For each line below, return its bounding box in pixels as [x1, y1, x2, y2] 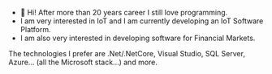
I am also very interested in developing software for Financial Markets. [19, 33, 256, 43]
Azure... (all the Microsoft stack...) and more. [8, 57, 158, 67]
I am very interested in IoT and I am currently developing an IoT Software [19, 16, 264, 26]
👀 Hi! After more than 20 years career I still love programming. [19, 8, 228, 17]
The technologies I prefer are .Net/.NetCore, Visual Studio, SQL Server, [8, 49, 246, 58]
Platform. [19, 25, 51, 34]
